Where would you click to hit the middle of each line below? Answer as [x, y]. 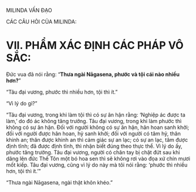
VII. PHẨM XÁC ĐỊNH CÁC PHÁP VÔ [95, 46]
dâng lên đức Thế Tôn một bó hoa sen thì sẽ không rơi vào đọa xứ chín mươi [98, 158]
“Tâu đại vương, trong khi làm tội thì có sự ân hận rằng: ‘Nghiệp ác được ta [96, 115]
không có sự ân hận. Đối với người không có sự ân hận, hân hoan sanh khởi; [98, 127]
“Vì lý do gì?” [22, 103]
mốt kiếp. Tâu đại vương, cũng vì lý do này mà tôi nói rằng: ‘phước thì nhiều [97, 165]
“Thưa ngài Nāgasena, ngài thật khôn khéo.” [60, 182]
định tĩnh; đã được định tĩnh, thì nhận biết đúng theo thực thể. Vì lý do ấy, [94, 146]
